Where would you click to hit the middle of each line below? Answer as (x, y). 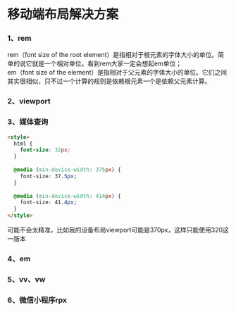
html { (23, 144)
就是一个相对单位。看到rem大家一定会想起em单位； (106, 63)
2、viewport (29, 101)
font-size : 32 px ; (45, 150)
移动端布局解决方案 (63, 14)
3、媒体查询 (28, 122)
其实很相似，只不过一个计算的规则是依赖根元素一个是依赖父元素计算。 (109, 81)
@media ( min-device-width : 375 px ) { (67, 170)
